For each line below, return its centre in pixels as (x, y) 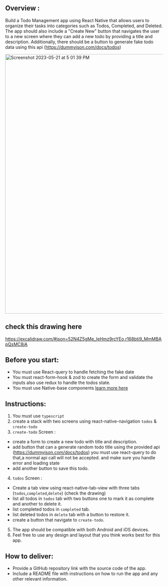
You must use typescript (38, 416)
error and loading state (36, 463)
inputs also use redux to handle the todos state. (61, 383)
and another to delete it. (37, 504)
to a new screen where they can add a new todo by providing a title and (79, 36)
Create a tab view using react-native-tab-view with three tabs (76, 488)
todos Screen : (27, 478)
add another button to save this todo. (50, 468)
